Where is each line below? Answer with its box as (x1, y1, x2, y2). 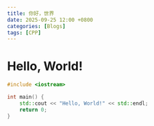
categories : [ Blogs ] (7, 23, 66, 29)
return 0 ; (19, 106, 48, 113)
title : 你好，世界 (7, 10, 55, 17)
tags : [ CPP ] (7, 29, 41, 36)
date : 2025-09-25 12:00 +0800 (7, 16, 94, 23)
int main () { (7, 94, 44, 101)
